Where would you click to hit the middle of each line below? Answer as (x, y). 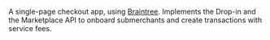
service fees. (30, 28)
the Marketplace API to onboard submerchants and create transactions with (135, 20)
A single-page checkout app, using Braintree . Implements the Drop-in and (132, 12)
